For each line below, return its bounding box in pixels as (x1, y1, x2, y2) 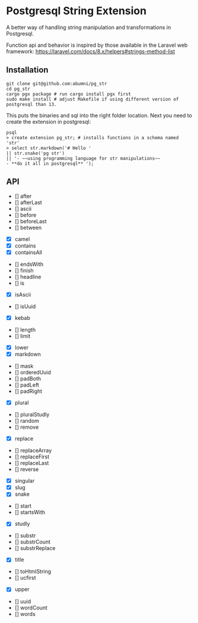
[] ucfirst (14, 574, 37, 582)
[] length (14, 326, 36, 333)
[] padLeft (14, 381, 40, 388)
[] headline (14, 273, 41, 280)
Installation (6, 65, 49, 75)
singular (14, 477, 35, 484)
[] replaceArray (14, 447, 52, 454)
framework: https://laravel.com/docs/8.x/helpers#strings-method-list (6, 47, 175, 54)
